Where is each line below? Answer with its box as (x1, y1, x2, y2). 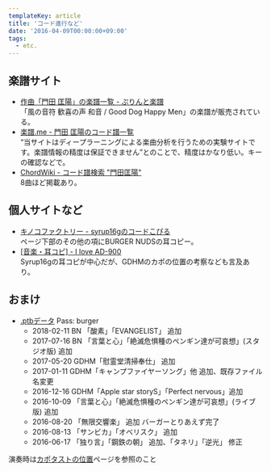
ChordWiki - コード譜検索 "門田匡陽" (19, 167, 142, 177)
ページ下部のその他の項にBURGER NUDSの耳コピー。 (19, 236, 198, 246)
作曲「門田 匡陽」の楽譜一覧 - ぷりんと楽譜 (19, 96, 165, 106)
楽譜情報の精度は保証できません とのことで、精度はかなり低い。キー (33, 147, 263, 157)
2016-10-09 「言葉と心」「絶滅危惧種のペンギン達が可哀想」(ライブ (31, 397, 256, 406)
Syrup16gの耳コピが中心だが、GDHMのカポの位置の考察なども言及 (19, 256, 244, 267)
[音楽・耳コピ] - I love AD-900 (19, 246, 122, 256)
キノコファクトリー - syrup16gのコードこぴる (19, 226, 171, 236)
